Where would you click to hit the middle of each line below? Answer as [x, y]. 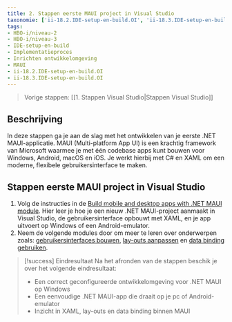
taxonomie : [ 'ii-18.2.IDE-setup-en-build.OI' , [75, 20]
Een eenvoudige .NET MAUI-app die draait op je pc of [111, 296]
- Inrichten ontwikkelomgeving [52, 59]
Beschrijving [35, 119]
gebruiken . [32, 247]
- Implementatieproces [40, 53]
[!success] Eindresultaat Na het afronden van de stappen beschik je [120, 261]
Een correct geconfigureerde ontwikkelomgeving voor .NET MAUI [128, 282]
